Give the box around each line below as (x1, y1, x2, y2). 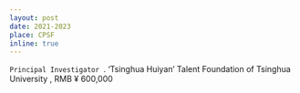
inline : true (9, 38, 59, 48)
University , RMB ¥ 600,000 (9, 74, 114, 85)
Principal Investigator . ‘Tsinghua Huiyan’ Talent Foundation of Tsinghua (9, 64, 292, 75)
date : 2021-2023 (9, 22, 71, 31)
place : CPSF (9, 30, 55, 39)
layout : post (9, 13, 59, 23)
